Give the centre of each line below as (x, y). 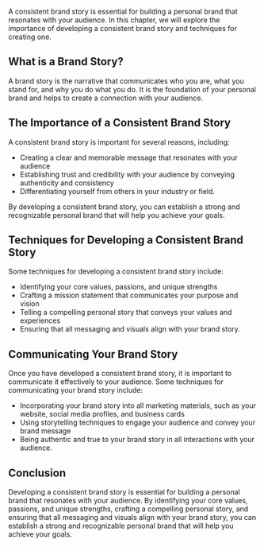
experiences (40, 320)
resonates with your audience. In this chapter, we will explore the (114, 20)
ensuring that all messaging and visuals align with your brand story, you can (132, 518)
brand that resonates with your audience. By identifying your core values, (128, 501)
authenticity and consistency (67, 183)
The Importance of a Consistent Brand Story (120, 123)
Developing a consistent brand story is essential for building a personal (124, 492)
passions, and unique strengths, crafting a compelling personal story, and (128, 509)
